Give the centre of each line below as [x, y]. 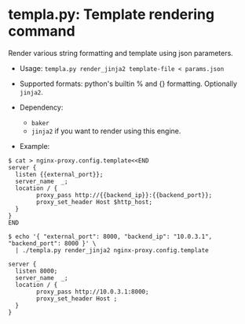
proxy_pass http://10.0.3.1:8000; [93, 292]
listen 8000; [37, 271]
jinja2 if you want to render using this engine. [106, 131]
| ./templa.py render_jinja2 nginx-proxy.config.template [112, 250]
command [42, 31]
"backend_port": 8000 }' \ [52, 243]
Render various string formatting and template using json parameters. [121, 53]
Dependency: [41, 107]
